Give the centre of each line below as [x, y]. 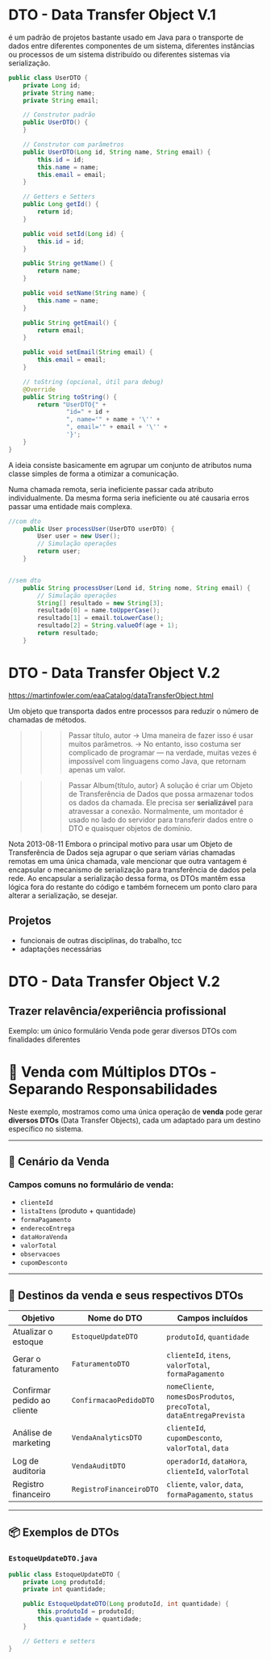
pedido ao [31, 1400]
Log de [25, 1461]
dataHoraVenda [44, 1237]
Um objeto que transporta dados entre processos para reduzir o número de [134, 711]
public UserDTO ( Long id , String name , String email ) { [117, 152]
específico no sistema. [46, 1128]
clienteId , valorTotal [208, 1471]
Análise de [32, 1432]
